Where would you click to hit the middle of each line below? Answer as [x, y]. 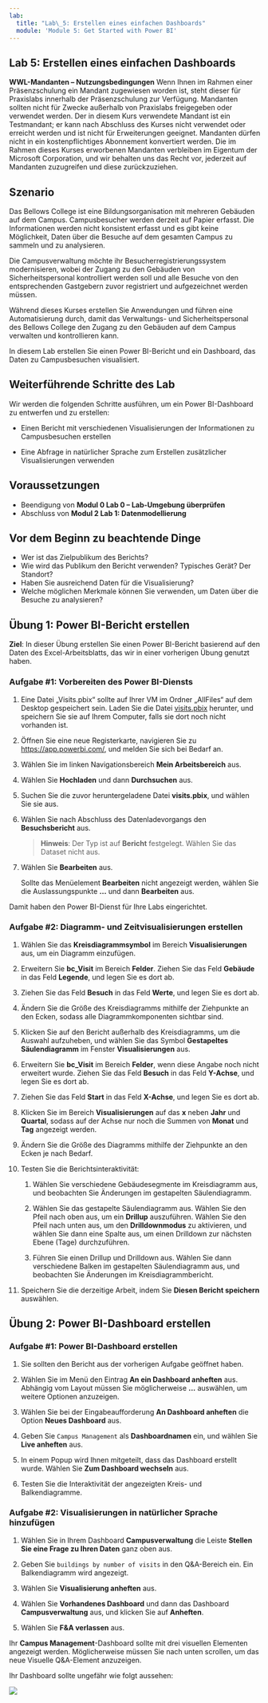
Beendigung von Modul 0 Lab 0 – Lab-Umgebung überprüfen [123, 505]
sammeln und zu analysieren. [57, 245]
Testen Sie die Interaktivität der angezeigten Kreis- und [111, 1483]
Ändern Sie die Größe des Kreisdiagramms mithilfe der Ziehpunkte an [135, 1008]
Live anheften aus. [51, 1444]
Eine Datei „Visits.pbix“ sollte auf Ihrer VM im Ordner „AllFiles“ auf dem [136, 699]
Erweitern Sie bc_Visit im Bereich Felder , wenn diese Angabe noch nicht [140, 1064]
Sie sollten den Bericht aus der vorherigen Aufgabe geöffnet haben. [132, 1364]
